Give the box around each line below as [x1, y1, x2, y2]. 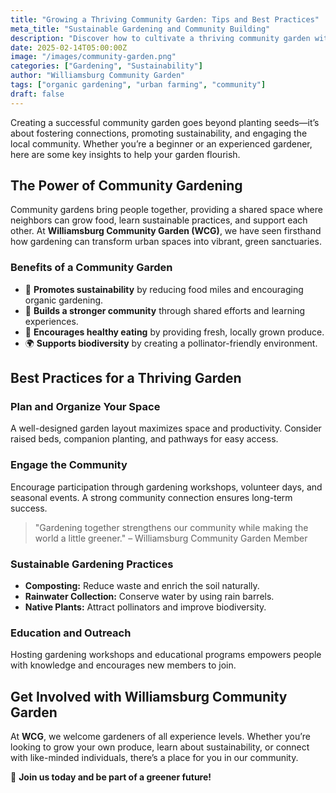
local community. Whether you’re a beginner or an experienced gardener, [10, 137, 313, 150]
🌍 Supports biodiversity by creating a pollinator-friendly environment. [24, 337, 318, 349]
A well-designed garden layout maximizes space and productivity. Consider [10, 422, 322, 435]
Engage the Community [10, 458, 128, 472]
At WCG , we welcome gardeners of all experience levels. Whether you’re [10, 731, 311, 743]
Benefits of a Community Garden [10, 261, 173, 275]
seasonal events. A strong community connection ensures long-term [10, 491, 293, 503]
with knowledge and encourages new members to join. [10, 659, 237, 671]
